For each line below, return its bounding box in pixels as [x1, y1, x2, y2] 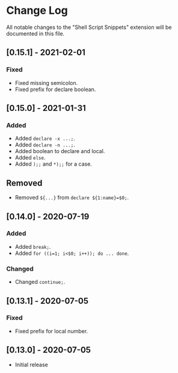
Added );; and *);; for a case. [14, 160, 92, 168]
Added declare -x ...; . [14, 135, 75, 142]
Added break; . [14, 243, 51, 250]
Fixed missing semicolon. [14, 79, 78, 86]
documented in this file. [6, 30, 65, 37]
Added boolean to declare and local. [14, 148, 105, 155]
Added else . [14, 154, 46, 161]
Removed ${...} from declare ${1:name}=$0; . [14, 194, 129, 201]
